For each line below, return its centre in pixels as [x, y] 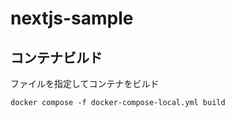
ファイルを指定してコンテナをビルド [85, 83]
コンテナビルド [56, 57]
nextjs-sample [72, 18]
